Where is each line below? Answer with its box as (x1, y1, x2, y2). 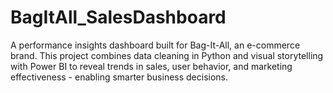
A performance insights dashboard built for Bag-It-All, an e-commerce (10, 39, 301, 51)
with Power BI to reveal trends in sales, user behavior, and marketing (10, 60, 293, 72)
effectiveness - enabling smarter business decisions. (10, 71, 229, 83)
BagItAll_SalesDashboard (10, 6, 227, 29)
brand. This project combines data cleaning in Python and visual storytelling (10, 49, 324, 61)
